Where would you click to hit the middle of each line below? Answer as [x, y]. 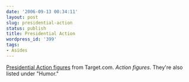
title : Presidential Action [41, 34]
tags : [13, 45]
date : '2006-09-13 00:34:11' [42, 12]
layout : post [22, 17]
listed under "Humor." [33, 73]
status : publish [26, 28]
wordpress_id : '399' [32, 39]
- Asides [17, 51]
